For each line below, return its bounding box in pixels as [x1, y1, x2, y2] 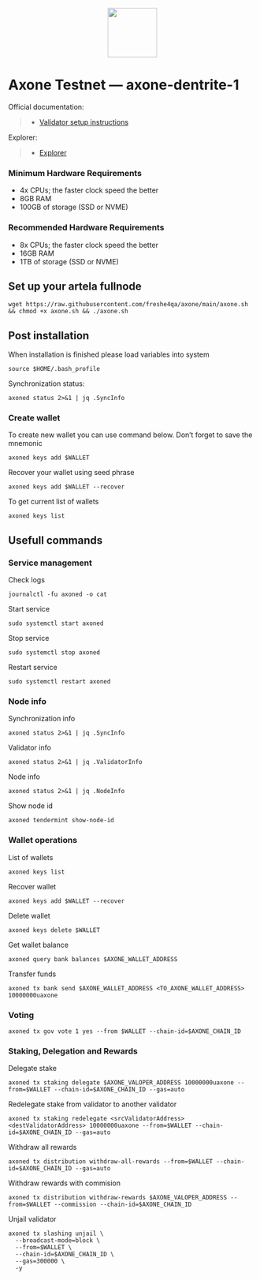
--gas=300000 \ [15, 1257, 65, 1266]
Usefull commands [8, 533, 103, 547]
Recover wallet [8, 881, 57, 891]
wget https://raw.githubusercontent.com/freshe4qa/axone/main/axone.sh [8, 301, 248, 309]
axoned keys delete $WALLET [8, 926, 101, 934]
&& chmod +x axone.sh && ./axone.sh [8, 308, 128, 316]
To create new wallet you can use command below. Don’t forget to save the [8, 430, 253, 440]
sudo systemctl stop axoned [8, 649, 101, 657]
